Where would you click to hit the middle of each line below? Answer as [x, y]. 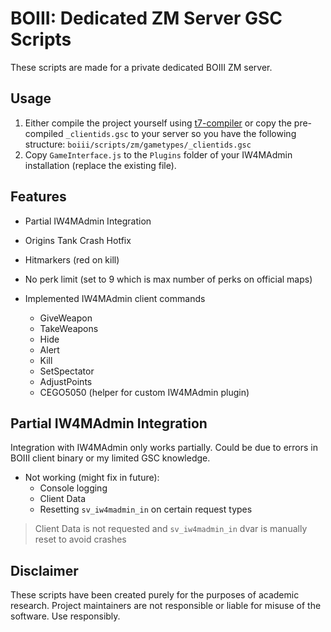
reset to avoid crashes [80, 539]
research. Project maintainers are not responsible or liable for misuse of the [166, 606]
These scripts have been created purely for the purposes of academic [155, 595]
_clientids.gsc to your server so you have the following [181, 133]
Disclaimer [44, 570]
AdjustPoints [66, 381]
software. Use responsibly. [65, 616]
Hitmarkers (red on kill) [72, 259]
